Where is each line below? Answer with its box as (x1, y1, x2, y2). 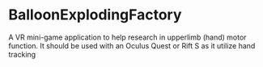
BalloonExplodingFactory (8, 6, 182, 24)
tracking (8, 49, 36, 59)
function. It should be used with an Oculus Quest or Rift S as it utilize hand (8, 40, 256, 50)
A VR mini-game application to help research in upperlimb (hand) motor (8, 32, 247, 42)
